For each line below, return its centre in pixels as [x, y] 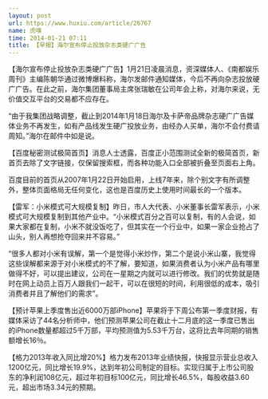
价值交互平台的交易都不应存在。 [61, 99]
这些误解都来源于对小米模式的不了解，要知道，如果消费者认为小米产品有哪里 [134, 263]
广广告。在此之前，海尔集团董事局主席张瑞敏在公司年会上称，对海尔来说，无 [134, 89]
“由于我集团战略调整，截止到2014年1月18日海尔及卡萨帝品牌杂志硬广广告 [128, 116]
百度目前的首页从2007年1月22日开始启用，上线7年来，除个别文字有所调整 [129, 180]
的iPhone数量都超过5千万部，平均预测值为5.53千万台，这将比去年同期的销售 [134, 330]
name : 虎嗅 [25, 30]
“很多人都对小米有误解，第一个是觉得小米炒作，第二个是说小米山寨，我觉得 [132, 254]
